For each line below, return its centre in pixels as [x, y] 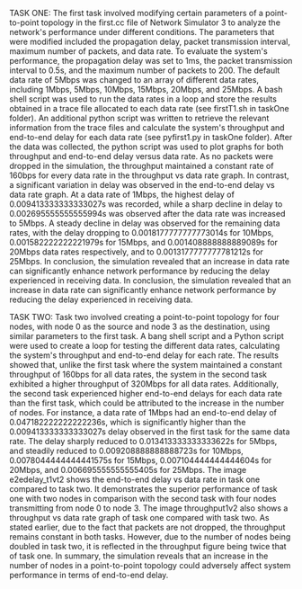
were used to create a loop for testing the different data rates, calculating [145, 346]
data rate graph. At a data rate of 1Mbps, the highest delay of [122, 194]
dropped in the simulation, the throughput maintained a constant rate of [142, 166]
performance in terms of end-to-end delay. [89, 575]
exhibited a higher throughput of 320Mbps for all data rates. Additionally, [144, 384]
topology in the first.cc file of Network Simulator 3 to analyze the [161, 22]
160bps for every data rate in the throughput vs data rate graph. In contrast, [149, 175]
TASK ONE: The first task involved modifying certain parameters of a [136, 13]
